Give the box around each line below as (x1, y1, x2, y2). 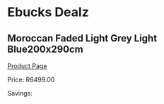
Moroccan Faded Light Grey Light (7, 32, 158, 44)
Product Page (7, 62, 47, 70)
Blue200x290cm (7, 43, 83, 55)
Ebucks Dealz (7, 4, 90, 20)
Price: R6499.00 (7, 75, 55, 84)
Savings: (7, 89, 33, 97)
